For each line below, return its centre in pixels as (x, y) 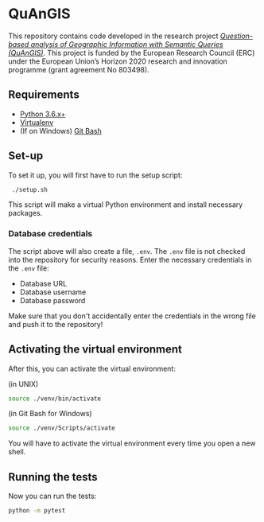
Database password (52, 300)
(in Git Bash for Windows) (50, 414)
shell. (17, 452)
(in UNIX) (23, 384)
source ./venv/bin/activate (55, 399)
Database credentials (50, 234)
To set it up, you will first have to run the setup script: (95, 175)
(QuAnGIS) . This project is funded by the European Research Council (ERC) (132, 53)
